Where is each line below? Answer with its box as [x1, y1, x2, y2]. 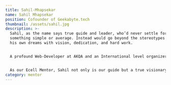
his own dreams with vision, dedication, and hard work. [10, 40, 133, 46]
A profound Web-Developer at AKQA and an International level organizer [10, 54, 167, 59]
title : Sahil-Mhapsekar [5, 7, 56, 13]
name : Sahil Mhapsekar [5, 12, 53, 17]
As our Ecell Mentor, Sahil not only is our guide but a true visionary [10, 67, 167, 72]
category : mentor [5, 72, 42, 77]
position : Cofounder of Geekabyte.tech [5, 17, 90, 22]
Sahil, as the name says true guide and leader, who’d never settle [10, 31, 158, 36]
